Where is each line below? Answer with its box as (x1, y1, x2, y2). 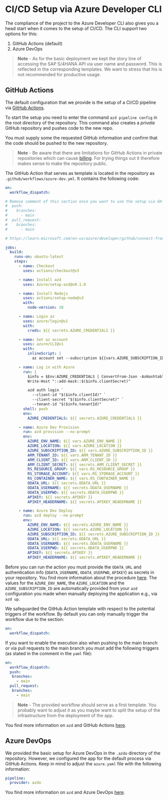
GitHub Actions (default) (12, 40, 63, 46)
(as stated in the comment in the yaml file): (5, 650, 92, 656)
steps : (14, 259, 28, 264)
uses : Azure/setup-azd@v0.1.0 (23, 282, 86, 287)
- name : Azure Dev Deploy (18, 508, 72, 513)
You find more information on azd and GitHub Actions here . (5, 722, 126, 728)
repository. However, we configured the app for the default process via (5, 755, 151, 761)
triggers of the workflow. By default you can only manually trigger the (5, 611, 148, 617)
